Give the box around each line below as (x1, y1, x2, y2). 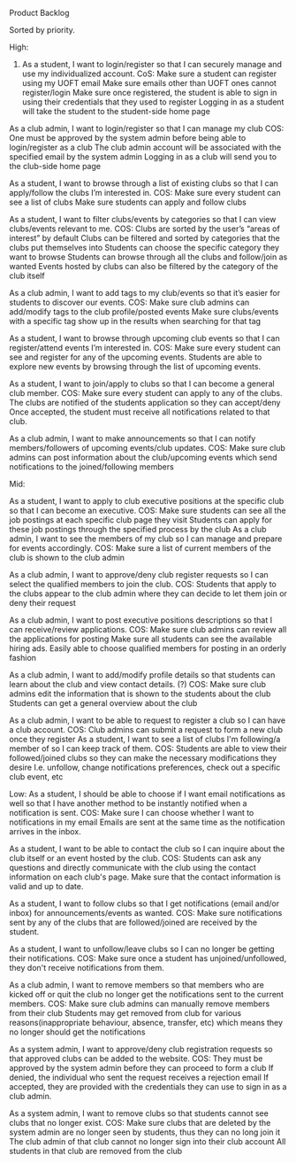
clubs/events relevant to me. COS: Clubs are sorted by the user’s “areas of (9, 223, 280, 234)
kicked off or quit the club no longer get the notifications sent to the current (9, 989, 285, 999)
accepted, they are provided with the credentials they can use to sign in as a (9, 1082, 287, 1092)
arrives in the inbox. (9, 826, 81, 836)
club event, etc (9, 771, 64, 782)
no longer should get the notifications (9, 1027, 146, 1037)
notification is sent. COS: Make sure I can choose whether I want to (9, 808, 254, 818)
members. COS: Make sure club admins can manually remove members (9, 998, 270, 1009)
